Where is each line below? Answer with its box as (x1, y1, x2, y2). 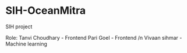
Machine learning (5, 40, 48, 47)
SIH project (5, 23, 33, 30)
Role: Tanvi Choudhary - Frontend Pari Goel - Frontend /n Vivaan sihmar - (5, 34, 182, 41)
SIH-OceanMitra (5, 4, 86, 17)
